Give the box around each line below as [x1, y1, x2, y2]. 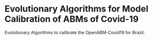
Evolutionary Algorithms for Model [4, 3, 149, 14]
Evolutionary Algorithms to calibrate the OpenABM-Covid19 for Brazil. [4, 29, 145, 35]
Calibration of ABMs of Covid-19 [4, 13, 139, 25]
